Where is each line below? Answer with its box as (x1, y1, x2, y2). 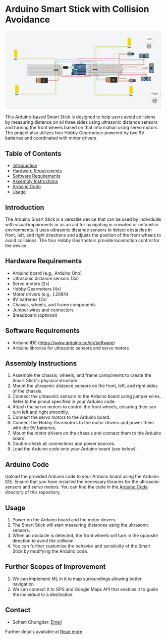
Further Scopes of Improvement (5, 563, 106, 571)
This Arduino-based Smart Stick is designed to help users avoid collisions (5, 114, 156, 120)
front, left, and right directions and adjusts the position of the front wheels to (5, 232, 161, 238)
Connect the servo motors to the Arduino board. (12, 414, 111, 420)
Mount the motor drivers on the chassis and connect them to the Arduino (12, 430, 162, 436)
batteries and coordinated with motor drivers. (5, 135, 98, 141)
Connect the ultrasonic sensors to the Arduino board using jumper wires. (12, 393, 161, 399)
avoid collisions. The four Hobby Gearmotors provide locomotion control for (5, 238, 160, 244)
